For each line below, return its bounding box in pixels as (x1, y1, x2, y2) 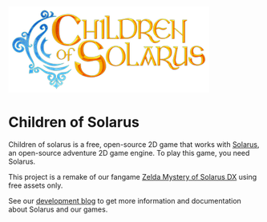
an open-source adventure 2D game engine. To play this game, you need (8, 148, 250, 157)
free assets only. (8, 180, 63, 190)
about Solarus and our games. (8, 204, 108, 214)
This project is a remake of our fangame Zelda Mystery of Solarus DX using (8, 172, 257, 181)
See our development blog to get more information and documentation (8, 196, 242, 205)
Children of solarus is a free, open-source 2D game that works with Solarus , (8, 139, 260, 149)
